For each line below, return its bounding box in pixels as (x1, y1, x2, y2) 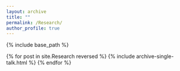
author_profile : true (6, 25, 60, 31)
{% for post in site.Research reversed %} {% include (6, 53, 135, 60)
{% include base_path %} (6, 41, 69, 49)
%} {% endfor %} (29, 59, 72, 66)
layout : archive (6, 8, 46, 15)
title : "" (6, 14, 31, 20)
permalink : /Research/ (6, 20, 63, 25)
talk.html (6, 59, 28, 66)
